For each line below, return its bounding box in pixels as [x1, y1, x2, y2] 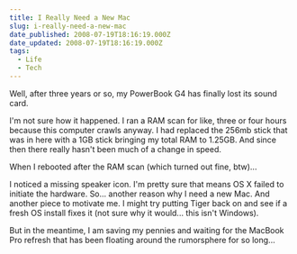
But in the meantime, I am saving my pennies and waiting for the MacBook [9, 224, 285, 235]
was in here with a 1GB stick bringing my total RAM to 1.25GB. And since [9, 134, 277, 145]
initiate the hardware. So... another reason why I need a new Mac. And [9, 188, 270, 199]
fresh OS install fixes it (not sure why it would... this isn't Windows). [9, 207, 259, 218]
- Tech [17, 64, 42, 73]
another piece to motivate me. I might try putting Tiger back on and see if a [9, 197, 288, 208]
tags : [9, 47, 30, 56]
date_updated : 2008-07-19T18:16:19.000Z [9, 38, 164, 48]
